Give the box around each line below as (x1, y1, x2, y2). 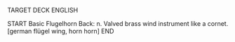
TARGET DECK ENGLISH (7, 6, 79, 14)
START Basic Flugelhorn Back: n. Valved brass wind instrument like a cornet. (7, 20, 229, 27)
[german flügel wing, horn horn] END (7, 27, 114, 35)
